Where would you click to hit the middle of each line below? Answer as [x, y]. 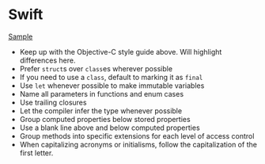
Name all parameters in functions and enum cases [102, 93]
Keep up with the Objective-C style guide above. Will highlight [121, 51]
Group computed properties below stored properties [105, 119]
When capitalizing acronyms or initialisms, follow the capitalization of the [138, 144]
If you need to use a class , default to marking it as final [111, 77]
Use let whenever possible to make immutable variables [112, 86]
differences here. [47, 60]
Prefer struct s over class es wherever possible [96, 68]
